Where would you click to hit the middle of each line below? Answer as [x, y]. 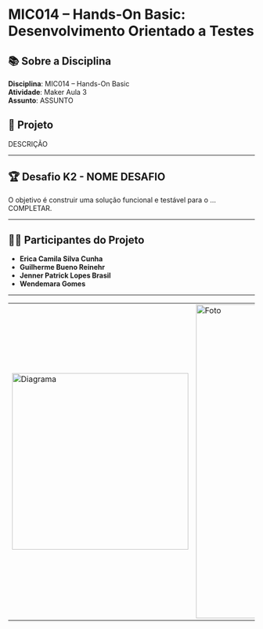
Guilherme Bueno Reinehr [62, 267]
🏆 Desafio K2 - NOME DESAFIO [87, 177]
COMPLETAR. [30, 208]
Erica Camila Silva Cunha [61, 259]
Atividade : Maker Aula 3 [48, 92]
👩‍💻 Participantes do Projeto [76, 240]
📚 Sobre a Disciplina [60, 61]
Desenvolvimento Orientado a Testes [131, 31]
